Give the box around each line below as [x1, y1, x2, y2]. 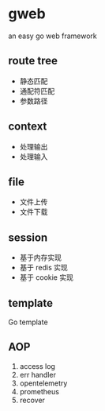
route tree [8, 54, 58, 68]
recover [19, 395, 46, 405]
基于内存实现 [19, 253, 62, 262]
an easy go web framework [8, 31, 97, 41]
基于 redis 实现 [19, 263, 69, 273]
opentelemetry [19, 378, 68, 388]
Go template [8, 317, 49, 327]
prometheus [19, 386, 59, 396]
